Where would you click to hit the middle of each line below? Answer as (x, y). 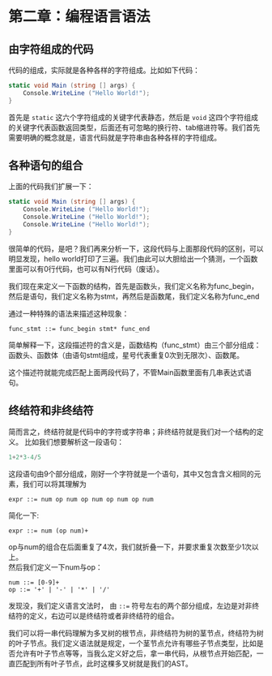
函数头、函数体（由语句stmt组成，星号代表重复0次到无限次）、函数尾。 (126, 355)
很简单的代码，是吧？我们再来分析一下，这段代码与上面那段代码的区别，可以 (136, 248)
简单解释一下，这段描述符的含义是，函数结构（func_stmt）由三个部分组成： (135, 345)
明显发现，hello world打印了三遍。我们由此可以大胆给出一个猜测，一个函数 (133, 258)
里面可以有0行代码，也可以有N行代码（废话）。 (86, 269)
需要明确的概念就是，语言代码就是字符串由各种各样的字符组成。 (115, 137)
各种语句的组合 (46, 166)
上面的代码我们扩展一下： (51, 187)
